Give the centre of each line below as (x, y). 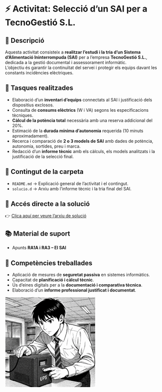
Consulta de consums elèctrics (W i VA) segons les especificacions (80, 110)
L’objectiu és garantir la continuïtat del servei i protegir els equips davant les (81, 68)
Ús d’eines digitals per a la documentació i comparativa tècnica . (77, 285)
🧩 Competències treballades (49, 263)
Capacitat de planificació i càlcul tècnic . (53, 280)
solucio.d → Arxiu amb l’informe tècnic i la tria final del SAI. (72, 188)
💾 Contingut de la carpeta (44, 172)
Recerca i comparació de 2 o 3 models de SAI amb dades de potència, (83, 141)
